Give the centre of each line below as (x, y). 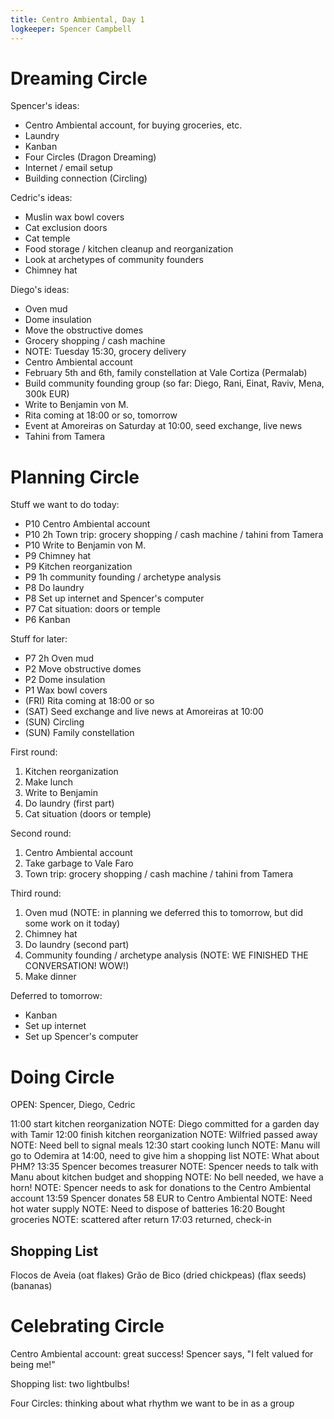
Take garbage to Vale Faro (79, 863)
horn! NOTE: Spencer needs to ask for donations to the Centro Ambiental (161, 1188)
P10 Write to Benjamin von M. (85, 545)
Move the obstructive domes (84, 330)
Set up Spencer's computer (81, 1037)
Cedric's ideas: (41, 198)
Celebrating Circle (87, 1326)
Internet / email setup (68, 168)
